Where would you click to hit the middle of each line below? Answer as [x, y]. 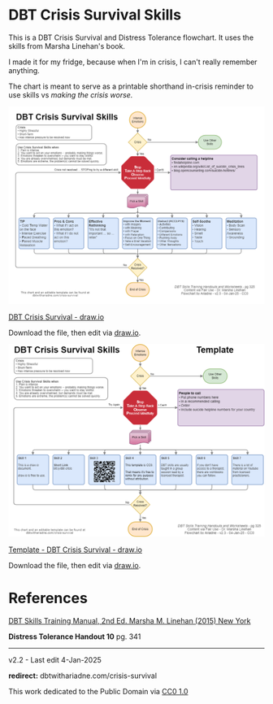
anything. [24, 70]
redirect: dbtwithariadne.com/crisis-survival [82, 676]
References [48, 598]
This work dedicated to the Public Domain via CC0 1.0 [98, 691]
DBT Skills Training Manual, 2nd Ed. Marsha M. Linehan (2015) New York [130, 620]
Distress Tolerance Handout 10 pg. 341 [75, 637]
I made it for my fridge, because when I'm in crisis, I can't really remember [133, 62]
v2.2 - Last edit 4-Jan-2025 [55, 659]
